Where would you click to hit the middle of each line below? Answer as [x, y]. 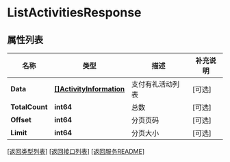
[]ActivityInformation [90, 89]
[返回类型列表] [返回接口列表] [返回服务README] [76, 151]
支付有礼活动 [152, 84]
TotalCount [29, 107]
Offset [21, 120]
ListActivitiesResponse [74, 13]
